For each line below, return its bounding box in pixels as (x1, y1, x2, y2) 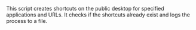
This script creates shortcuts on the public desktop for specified (6, 5, 164, 12)
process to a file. (6, 18, 48, 24)
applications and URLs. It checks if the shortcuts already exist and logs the (6, 11, 190, 18)
